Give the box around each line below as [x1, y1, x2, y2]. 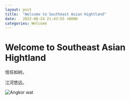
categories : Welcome [5, 21, 48, 26]
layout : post [5, 7, 32, 12]
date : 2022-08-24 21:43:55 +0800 [5, 16, 78, 21]
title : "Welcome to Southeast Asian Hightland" [5, 12, 106, 17]
